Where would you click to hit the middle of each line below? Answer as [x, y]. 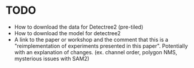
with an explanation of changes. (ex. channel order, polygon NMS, [96, 52]
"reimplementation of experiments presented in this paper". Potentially [101, 46]
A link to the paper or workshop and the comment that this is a [91, 39]
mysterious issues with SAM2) [52, 58]
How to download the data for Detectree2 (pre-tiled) [79, 27]
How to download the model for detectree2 [67, 33]
